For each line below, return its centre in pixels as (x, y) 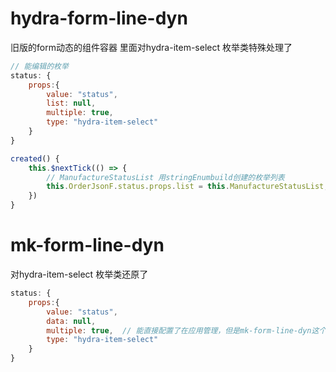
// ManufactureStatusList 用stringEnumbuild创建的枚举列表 (165, 177)
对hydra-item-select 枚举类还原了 (79, 274)
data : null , (71, 321)
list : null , (71, 103)
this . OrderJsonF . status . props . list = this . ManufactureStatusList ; (187, 187)
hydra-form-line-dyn (99, 18)
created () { (35, 158)
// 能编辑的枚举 (39, 66)
